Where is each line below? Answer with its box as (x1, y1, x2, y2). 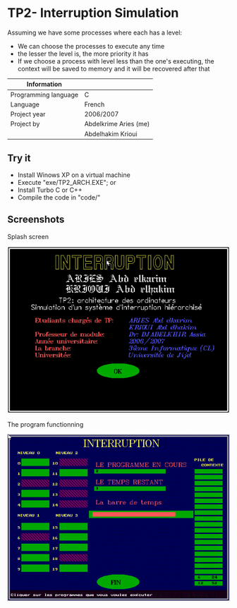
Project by (10, 120, 40, 128)
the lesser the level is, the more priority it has (17, 49, 149, 58)
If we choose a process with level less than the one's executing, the (17, 56, 214, 65)
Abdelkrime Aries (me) (84, 120, 150, 128)
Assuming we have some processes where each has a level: (7, 28, 182, 37)
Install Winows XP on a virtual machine (17, 171, 130, 179)
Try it (7, 152, 31, 164)
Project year (10, 110, 46, 118)
